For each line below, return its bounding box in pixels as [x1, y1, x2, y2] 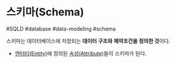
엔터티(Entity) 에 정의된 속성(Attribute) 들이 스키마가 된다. [14, 49, 147, 57]
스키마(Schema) [6, 5, 84, 19]
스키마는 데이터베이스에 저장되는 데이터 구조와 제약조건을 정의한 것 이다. [6, 37, 171, 44]
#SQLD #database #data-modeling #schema [6, 25, 116, 32]
